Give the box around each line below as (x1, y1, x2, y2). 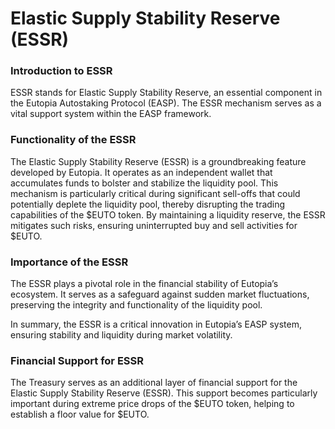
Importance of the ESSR (10, 255, 129, 269)
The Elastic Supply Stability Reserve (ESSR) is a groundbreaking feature (10, 155, 307, 167)
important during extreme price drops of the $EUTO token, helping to (10, 398, 295, 410)
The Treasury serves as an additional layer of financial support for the (10, 377, 298, 389)
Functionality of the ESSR (10, 133, 137, 147)
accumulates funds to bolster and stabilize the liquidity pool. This (10, 177, 279, 189)
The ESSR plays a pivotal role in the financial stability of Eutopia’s (10, 278, 279, 290)
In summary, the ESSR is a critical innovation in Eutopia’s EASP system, (10, 318, 302, 331)
